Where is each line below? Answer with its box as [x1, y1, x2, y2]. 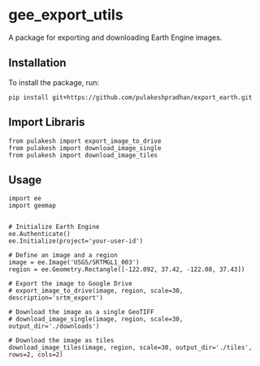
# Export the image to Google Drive [8, 280, 132, 288]
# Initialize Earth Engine [8, 223, 100, 231]
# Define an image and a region [8, 252, 118, 260]
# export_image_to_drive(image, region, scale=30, [8, 286, 184, 295]
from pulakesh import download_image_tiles [8, 151, 158, 159]
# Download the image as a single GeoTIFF [8, 308, 154, 316]
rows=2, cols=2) [8, 351, 63, 359]
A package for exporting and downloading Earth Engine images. [8, 32, 223, 42]
